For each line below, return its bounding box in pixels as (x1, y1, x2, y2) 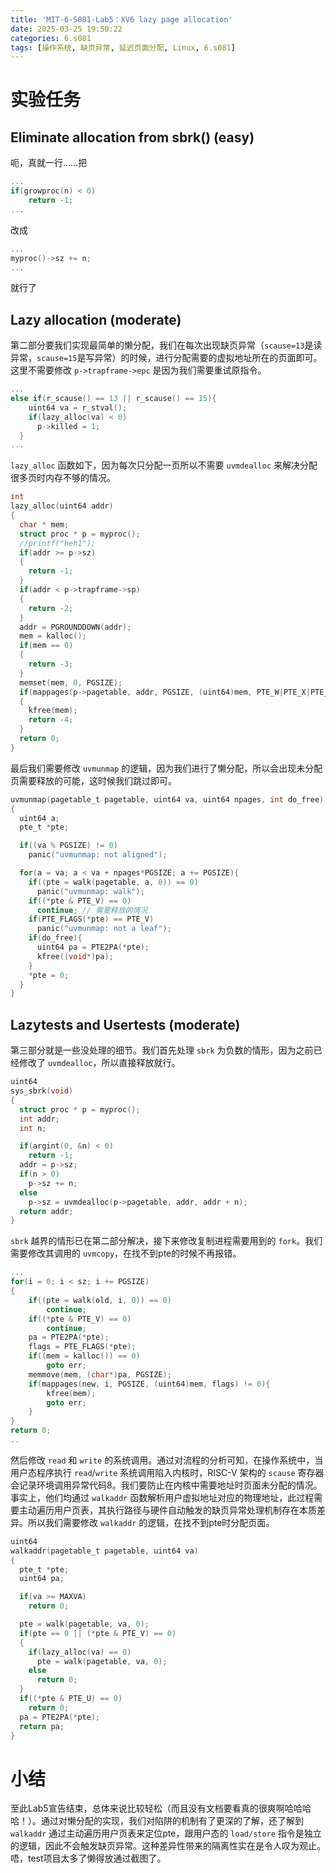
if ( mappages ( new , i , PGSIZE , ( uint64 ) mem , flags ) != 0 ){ (28, 1379, 271, 1389)
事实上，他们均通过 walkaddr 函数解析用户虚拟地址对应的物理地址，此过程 (10, 1491, 315, 1503)
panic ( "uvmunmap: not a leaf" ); (36, 924, 172, 934)
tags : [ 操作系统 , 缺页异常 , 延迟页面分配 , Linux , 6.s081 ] (10, 42, 236, 53)
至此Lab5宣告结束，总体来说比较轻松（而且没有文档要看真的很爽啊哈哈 (10, 1802, 303, 1815)
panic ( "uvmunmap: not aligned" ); (28, 850, 168, 860)
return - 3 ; (28, 659, 74, 670)
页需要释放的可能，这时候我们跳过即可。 (10, 774, 177, 786)
